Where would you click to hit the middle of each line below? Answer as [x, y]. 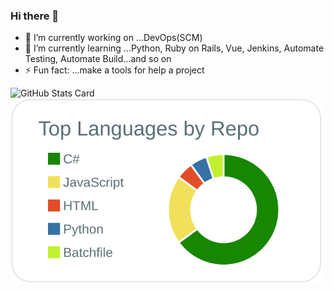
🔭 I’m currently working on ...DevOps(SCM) [113, 38]
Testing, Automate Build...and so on [98, 59]
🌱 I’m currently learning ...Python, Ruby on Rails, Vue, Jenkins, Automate [174, 48]
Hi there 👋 [35, 16]
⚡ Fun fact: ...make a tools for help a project [114, 70]
